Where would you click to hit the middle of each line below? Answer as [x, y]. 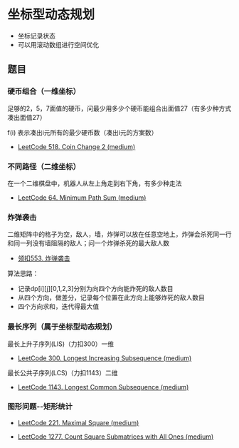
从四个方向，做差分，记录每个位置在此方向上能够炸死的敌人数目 [111, 297]
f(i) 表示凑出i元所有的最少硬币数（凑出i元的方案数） [83, 132]
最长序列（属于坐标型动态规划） [62, 327]
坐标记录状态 [36, 36]
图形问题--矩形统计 [40, 407]
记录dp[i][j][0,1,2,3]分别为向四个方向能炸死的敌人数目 [95, 289]
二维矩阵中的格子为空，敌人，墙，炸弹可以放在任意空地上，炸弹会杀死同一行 [119, 234]
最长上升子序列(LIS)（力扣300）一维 [61, 344]
